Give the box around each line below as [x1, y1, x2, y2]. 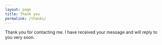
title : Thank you [5, 12, 40, 16]
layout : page [5, 7, 31, 12]
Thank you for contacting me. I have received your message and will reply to [5, 30, 158, 35]
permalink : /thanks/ [5, 16, 47, 21]
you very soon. [5, 34, 35, 40]
